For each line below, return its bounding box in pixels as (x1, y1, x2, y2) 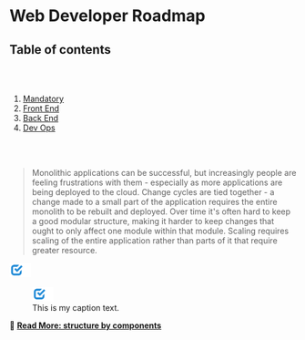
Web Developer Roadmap (9, 5, 206, 26)
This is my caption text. (32, 303, 120, 313)
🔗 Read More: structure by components (9, 320, 162, 331)
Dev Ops (22, 122, 56, 133)
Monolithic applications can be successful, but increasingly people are (31, 168, 297, 178)
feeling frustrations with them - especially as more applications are (31, 177, 283, 188)
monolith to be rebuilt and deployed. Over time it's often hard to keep (31, 206, 291, 217)
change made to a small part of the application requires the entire (31, 197, 278, 207)
